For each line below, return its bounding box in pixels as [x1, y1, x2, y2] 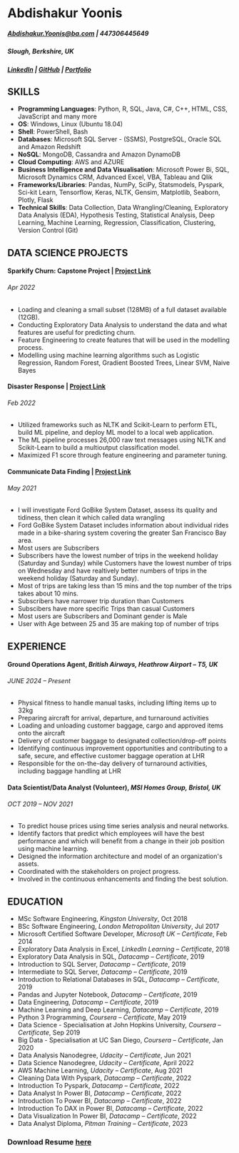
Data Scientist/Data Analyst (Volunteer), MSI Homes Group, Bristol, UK [7, 783, 221, 792]
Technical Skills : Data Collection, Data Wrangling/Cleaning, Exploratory [17, 203, 228, 212]
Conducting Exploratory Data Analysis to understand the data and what [17, 320, 228, 329]
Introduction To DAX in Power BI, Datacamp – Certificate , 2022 [17, 1104, 203, 1112]
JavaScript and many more [17, 112, 98, 121]
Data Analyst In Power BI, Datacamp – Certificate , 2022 [17, 1089, 182, 1097]
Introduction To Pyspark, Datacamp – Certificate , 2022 [17, 1081, 180, 1089]
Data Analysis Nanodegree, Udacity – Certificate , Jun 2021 [17, 1051, 191, 1059]
